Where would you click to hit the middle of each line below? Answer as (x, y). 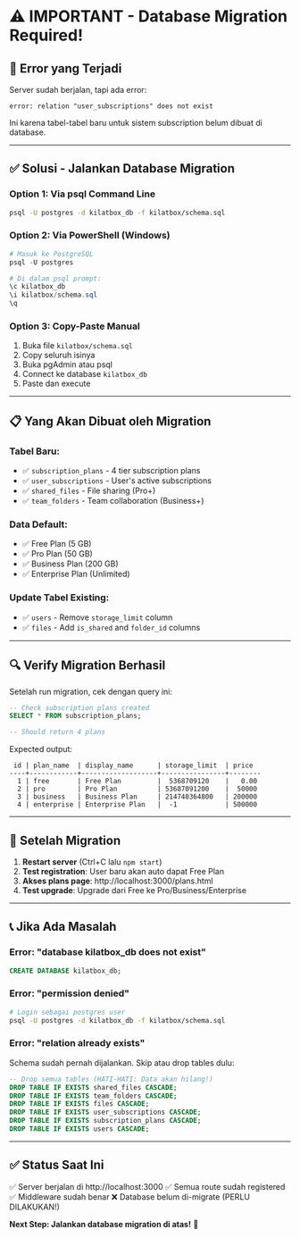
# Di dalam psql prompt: (55, 279)
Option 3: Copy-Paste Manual (75, 326)
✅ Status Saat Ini (57, 1165)
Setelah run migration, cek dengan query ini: (91, 691)
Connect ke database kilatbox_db (84, 374)
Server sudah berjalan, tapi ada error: (78, 90)
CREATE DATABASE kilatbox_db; (66, 971)
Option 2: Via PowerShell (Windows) (90, 236)
